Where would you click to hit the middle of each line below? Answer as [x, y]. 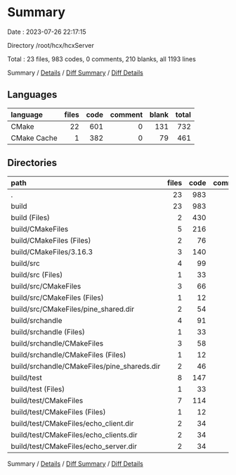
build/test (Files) [38, 389]
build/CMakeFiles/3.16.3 [52, 252]
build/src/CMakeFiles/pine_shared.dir [73, 309]
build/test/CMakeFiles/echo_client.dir [72, 423]
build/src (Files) [37, 274]
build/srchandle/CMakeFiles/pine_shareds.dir [86, 366]
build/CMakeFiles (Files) [51, 240]
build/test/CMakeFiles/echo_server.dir [74, 446]
